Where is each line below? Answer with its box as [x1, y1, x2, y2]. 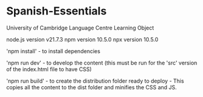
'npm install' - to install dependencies [6, 47, 100, 55]
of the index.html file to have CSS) [6, 65, 92, 73]
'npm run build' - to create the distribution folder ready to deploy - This [6, 77, 184, 84]
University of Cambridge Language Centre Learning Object [6, 24, 154, 31]
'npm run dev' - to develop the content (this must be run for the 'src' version [6, 59, 198, 66]
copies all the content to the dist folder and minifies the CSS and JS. [6, 83, 177, 91]
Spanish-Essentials [6, 4, 107, 18]
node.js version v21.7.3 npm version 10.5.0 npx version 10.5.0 [6, 36, 159, 43]
